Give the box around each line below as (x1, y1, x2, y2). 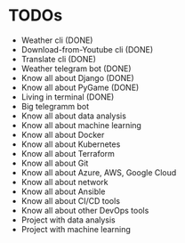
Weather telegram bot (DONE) (20, 63, 132, 74)
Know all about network (20, 176, 109, 187)
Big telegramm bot (20, 101, 90, 111)
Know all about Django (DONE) (20, 72, 134, 83)
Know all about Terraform (20, 148, 115, 158)
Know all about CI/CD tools (20, 195, 121, 206)
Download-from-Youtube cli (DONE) (20, 44, 154, 54)
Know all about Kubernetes (20, 139, 121, 150)
